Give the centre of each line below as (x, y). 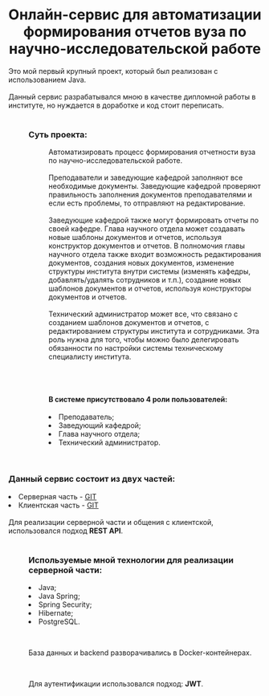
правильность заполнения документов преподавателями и (151, 195)
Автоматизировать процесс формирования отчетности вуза (152, 152)
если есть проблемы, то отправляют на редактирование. (147, 203)
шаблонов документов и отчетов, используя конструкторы (150, 289)
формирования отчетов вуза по (135, 32)
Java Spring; (59, 596)
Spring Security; (65, 604)
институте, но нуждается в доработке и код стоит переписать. (116, 105)
